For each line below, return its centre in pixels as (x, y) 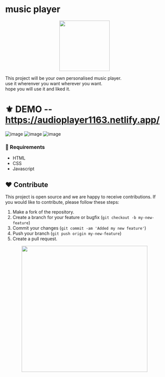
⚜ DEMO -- (29, 109)
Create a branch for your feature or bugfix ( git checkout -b (74, 217)
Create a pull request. (35, 239)
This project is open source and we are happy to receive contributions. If (80, 197)
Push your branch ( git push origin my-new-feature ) (67, 233)
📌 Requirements (25, 147)
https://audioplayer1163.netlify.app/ (82, 120)
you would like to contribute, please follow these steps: (62, 202)
